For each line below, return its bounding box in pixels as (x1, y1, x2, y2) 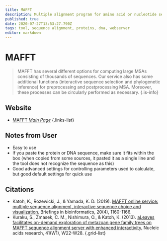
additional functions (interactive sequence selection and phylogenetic (17, 79, 161, 84)
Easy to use (12, 145, 36, 151)
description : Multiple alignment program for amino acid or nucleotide (5, 12, 157, 17)
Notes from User (5, 131, 58, 140)
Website (5, 104, 31, 112)
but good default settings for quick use (12, 171, 92, 177)
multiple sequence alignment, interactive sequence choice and (12, 204, 141, 210)
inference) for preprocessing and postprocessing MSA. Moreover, (17, 84, 153, 90)
